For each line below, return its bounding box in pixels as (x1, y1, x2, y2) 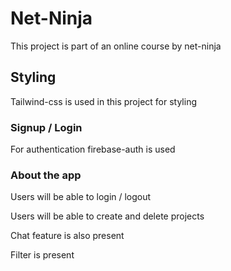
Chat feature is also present (10, 230, 125, 242)
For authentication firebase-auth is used (10, 143, 176, 156)
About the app (10, 168, 82, 182)
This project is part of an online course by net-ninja (10, 40, 222, 52)
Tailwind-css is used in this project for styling (10, 95, 197, 107)
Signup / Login (10, 120, 83, 134)
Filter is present (10, 249, 75, 261)
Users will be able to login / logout (10, 191, 152, 203)
